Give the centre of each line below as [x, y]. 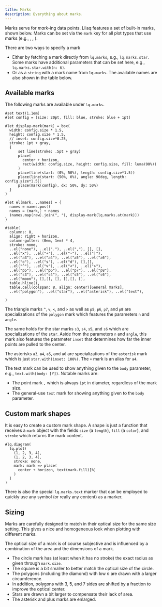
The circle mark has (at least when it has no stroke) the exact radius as [82, 558]
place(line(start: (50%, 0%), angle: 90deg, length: [72, 177]
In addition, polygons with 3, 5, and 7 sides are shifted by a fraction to [81, 584]
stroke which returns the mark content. [44, 436]
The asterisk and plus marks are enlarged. [54, 599]
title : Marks [18, 9]
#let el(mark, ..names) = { [33, 203]
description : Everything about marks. [44, 14]
